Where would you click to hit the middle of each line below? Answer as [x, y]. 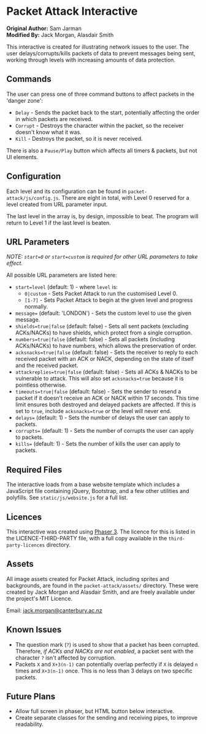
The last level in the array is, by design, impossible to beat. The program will [102, 216]
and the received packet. [47, 365]
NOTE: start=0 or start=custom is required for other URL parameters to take [102, 257]
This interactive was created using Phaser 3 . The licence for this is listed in [101, 532]
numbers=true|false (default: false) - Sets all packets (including [95, 339]
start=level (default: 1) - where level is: [67, 287]
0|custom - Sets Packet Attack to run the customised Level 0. [101, 294]
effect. [15, 263]
